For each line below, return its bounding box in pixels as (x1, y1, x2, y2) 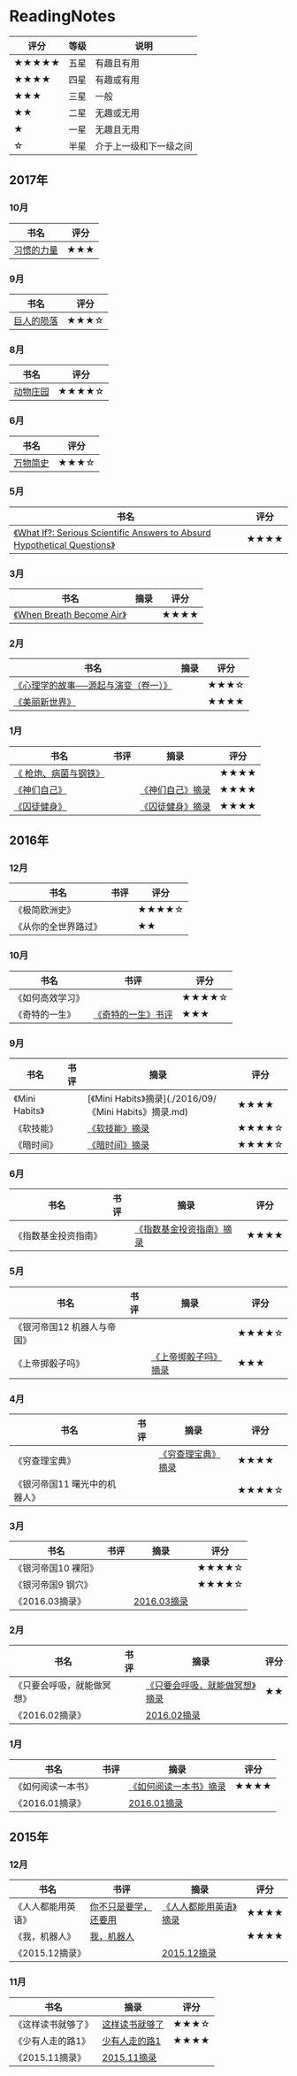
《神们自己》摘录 (140, 783, 211, 796)
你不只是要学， (89, 1901, 153, 1913)
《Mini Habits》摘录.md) (87, 1105, 188, 1118)
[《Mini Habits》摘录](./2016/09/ (87, 1092, 217, 1104)
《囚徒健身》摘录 (140, 800, 211, 812)
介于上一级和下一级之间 (95, 140, 193, 152)
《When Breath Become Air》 (13, 609, 126, 621)
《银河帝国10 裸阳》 (13, 1562, 99, 1574)
